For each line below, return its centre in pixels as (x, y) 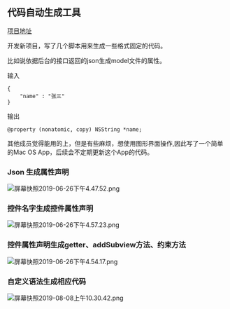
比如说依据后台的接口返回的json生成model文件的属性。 (87, 60)
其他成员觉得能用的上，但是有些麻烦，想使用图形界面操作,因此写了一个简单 (115, 143)
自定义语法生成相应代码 (46, 281)
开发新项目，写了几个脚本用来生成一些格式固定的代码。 (87, 46)
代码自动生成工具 (44, 13)
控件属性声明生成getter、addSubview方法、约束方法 (97, 245)
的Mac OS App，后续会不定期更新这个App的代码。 (80, 152)
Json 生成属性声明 (38, 172)
